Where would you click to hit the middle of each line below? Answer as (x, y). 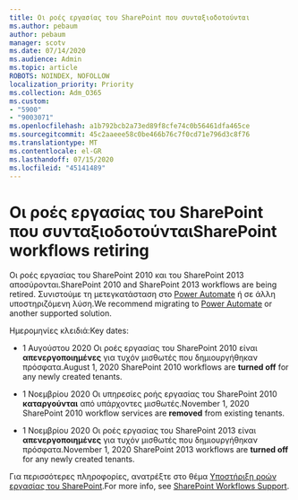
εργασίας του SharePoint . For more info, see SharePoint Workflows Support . (149, 487)
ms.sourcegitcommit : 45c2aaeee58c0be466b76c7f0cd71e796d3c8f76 (130, 135)
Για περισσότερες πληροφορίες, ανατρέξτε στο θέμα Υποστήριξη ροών (143, 477)
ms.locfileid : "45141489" (57, 168)
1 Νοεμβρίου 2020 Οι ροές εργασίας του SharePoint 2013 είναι (139, 431)
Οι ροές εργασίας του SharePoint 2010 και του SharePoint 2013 (127, 276)
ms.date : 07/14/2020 (48, 51)
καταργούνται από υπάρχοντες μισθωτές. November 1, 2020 (136, 404)
